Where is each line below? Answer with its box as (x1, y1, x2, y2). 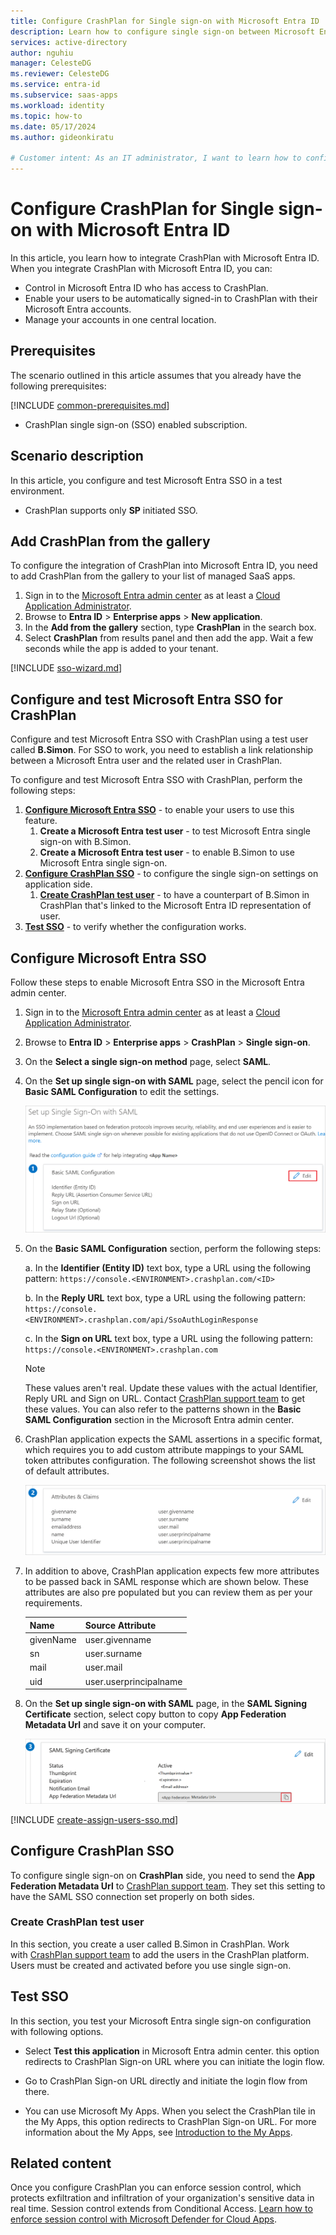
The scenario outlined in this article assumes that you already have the (10, 369, 302, 381)
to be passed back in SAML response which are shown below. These (24, 1576, 310, 1588)
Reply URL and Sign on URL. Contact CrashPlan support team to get (24, 1393, 306, 1405)
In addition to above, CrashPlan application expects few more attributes (24, 1565, 320, 1577)
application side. (24, 878, 93, 890)
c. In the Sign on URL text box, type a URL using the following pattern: (24, 1333, 314, 1345)
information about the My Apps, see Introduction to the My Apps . (24, 2126, 293, 2138)
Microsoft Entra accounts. (24, 303, 132, 315)
